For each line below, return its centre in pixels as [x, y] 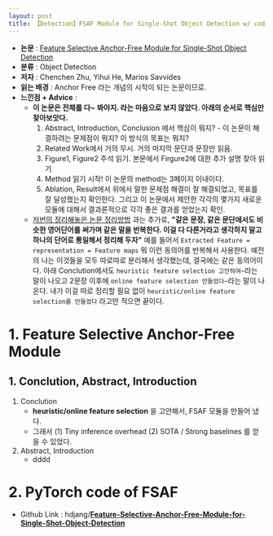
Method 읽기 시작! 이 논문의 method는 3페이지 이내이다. [134, 178]
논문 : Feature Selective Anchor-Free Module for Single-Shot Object [133, 48]
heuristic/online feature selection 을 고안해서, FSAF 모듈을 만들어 [141, 411]
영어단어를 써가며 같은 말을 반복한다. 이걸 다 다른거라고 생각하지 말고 [155, 230]
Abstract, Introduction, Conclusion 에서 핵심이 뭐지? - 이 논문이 [148, 128]
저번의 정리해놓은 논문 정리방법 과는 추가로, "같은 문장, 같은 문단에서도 [143, 219]
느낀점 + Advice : [48, 97]
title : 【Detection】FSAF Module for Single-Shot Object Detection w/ [130, 24]
